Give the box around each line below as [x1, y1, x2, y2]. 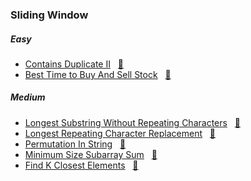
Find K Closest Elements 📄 [24, 159, 139, 171]
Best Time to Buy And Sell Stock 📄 [24, 68, 172, 80]
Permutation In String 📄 [24, 138, 127, 150]
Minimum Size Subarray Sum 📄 [24, 148, 158, 160]
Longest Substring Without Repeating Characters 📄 [24, 116, 241, 128]
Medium [10, 91, 46, 103]
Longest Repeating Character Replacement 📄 [24, 127, 217, 139]
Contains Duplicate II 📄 [24, 58, 124, 70]
